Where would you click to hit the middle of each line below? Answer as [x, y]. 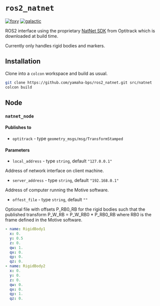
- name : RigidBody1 [25, 229]
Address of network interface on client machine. [55, 171]
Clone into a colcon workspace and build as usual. [56, 73]
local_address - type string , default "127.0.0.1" [62, 161]
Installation [23, 62]
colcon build [19, 87]
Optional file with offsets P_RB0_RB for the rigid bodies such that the [75, 209]
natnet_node [20, 116]
